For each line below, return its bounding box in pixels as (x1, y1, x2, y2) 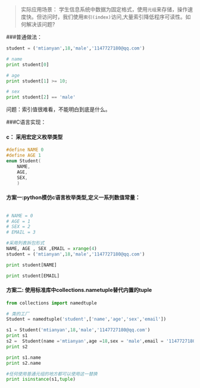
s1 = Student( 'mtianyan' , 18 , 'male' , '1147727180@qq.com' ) (6, 327, 151, 333)
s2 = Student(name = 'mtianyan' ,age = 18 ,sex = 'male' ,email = (6, 338, 164, 344)
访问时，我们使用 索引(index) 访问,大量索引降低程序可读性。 (41, 13, 186, 20)
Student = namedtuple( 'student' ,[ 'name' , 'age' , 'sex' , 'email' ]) (6, 316, 167, 322)
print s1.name (6, 355, 42, 361)
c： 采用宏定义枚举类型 (6, 133, 63, 140)
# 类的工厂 (6, 310, 30, 317)
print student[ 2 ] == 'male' (6, 94, 76, 100)
